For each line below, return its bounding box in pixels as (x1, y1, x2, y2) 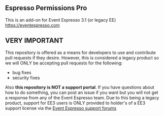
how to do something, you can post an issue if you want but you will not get (5, 89, 159, 95)
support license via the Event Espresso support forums (5, 105, 117, 111)
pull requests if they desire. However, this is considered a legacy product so (5, 55, 159, 60)
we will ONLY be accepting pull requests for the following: (5, 60, 123, 66)
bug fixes (12, 69, 32, 75)
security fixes (12, 75, 40, 81)
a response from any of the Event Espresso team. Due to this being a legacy (5, 94, 159, 100)
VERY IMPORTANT (5, 36, 64, 45)
